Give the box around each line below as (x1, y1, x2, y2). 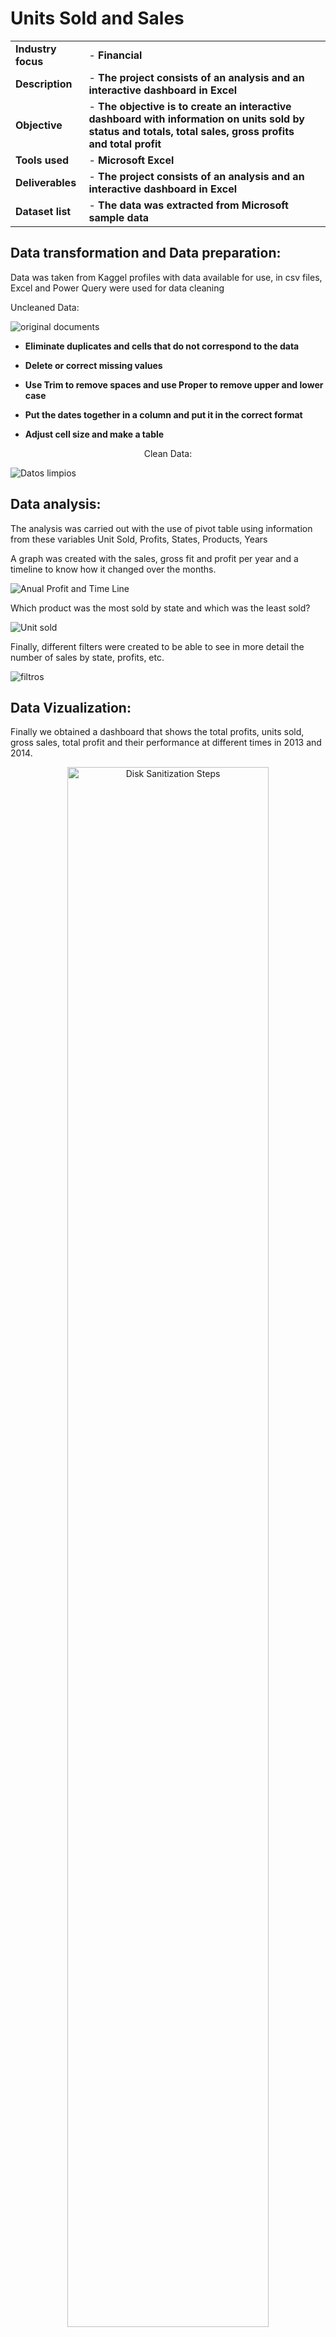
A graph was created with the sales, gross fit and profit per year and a (10, 552, 299, 564)
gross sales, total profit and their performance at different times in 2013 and (10, 737, 322, 749)
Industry (15, 42, 57, 56)
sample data (88, 210, 150, 224)
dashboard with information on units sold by (88, 112, 305, 126)
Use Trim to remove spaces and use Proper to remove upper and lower (24, 378, 324, 391)
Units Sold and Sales (10, 7, 185, 30)
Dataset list (15, 204, 72, 218)
